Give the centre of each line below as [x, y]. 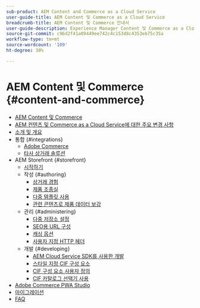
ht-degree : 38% [25, 51]
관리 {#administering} [50, 211]
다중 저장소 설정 [51, 219]
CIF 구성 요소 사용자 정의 [61, 271]
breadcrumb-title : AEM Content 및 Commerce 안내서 [68, 23]
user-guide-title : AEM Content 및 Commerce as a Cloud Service [86, 17]
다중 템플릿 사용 [51, 196]
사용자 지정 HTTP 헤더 [59, 241]
